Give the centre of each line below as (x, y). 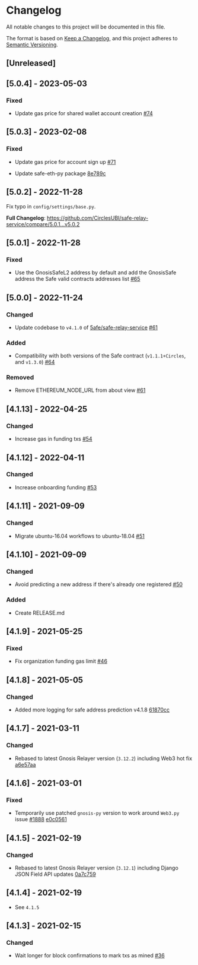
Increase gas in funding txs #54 (54, 439)
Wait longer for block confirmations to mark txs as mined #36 (90, 955)
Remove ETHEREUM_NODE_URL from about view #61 (80, 390)
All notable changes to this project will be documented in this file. (86, 27)
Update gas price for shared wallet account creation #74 (84, 113)
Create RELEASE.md (40, 613)
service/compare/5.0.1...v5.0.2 (43, 224)
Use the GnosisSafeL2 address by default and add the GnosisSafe (95, 273)
